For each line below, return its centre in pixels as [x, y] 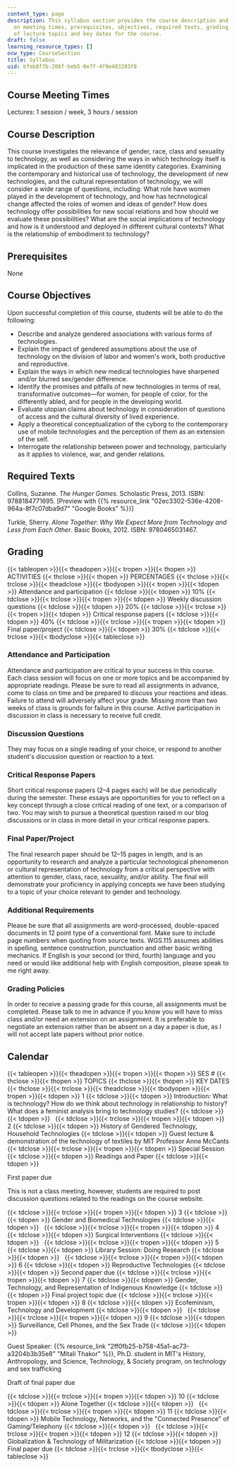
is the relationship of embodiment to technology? [79, 234]
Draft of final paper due [41, 1383]
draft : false [26, 40]
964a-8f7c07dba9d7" [39, 508]
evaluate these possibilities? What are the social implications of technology [116, 219]
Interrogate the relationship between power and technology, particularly [122, 446]
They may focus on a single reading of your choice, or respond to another [115, 749]
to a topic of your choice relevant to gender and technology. [95, 891]
